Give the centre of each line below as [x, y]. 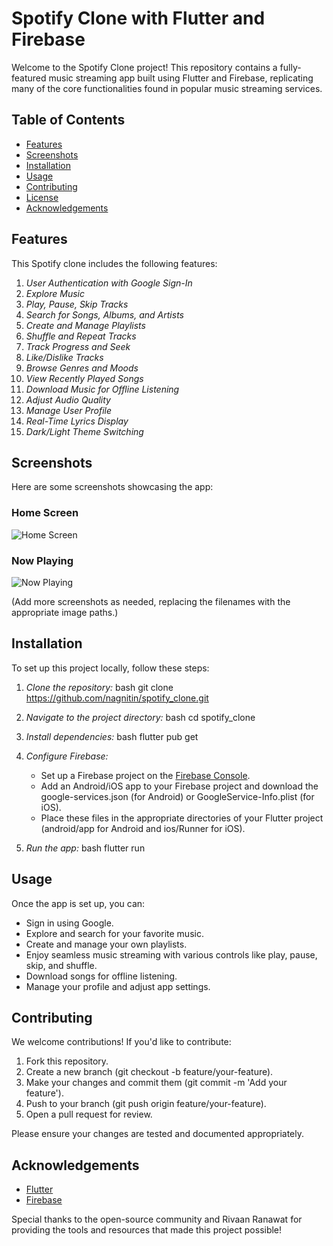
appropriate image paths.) [65, 612]
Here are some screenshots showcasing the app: [112, 487]
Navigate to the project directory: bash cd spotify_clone [140, 717]
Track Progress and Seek [78, 346]
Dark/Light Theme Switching [84, 431]
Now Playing [42, 560]
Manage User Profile [69, 410]
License [42, 197]
